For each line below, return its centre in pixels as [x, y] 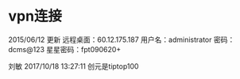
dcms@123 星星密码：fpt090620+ [65, 49]
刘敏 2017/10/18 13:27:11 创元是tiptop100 [74, 66]
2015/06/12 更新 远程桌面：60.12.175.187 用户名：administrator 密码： [122, 39]
